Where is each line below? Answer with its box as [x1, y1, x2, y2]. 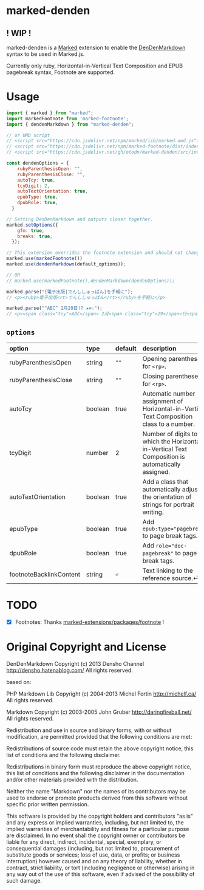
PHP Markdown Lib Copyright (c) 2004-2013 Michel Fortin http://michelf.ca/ [6, 690, 197, 697]
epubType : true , [17, 194, 59, 200]
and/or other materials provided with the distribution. [6, 776, 138, 783]
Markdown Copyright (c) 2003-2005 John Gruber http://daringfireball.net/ [6, 708, 192, 716]
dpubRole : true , [17, 200, 59, 206]
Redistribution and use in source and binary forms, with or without [6, 727, 172, 734]
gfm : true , [17, 227, 45, 234]
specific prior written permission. [6, 800, 89, 808]
